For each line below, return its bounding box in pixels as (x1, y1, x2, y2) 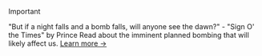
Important (8, 7, 41, 16)
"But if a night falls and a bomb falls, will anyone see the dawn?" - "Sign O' (8, 22, 255, 31)
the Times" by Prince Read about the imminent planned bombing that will (8, 31, 250, 39)
